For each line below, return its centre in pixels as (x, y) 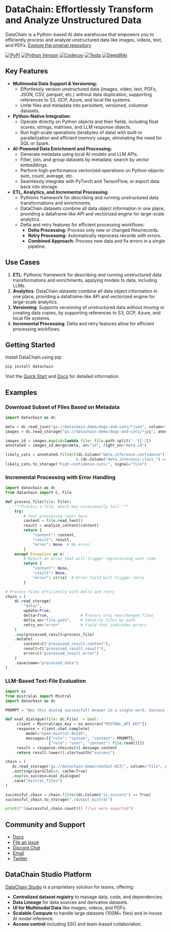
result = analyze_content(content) (61, 525)
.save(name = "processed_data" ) (47, 663)
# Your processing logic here (55, 516)
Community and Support (45, 825)
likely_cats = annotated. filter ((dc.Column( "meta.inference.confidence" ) (85, 455)
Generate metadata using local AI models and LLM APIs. (79, 154)
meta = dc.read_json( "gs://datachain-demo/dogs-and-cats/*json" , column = (85, 427)
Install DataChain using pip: (34, 357)
